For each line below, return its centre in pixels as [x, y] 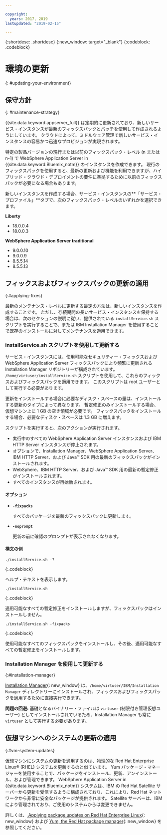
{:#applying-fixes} [24, 295]
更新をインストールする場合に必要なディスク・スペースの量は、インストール [83, 399]
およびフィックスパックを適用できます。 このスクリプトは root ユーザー [83, 382]
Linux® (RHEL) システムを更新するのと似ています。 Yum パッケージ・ [76, 767]
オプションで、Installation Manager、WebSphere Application [75, 451]
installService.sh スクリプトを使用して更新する [62, 345]
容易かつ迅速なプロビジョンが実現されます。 [77, 141]
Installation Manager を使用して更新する [54, 664]
